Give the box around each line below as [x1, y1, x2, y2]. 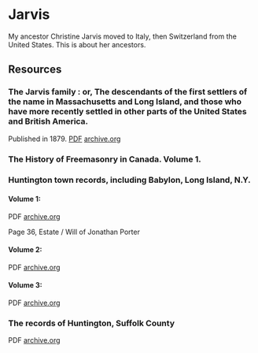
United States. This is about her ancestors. [8, 39, 146, 49]
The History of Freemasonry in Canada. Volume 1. [8, 154, 202, 165]
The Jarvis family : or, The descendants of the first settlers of [8, 87, 248, 98]
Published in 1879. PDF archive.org [8, 134, 121, 143]
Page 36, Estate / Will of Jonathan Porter [8, 227, 140, 236]
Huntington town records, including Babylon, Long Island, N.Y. [8, 175, 251, 186]
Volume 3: [8, 281, 42, 290]
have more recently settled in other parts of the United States [8, 106, 247, 117]
